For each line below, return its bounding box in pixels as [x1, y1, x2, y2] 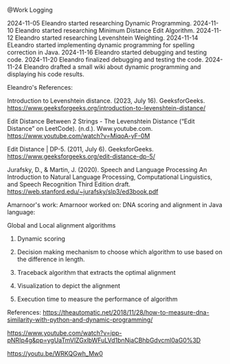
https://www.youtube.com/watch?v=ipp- [7, 329, 122, 337]
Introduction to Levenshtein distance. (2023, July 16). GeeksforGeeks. [7, 97, 205, 105]
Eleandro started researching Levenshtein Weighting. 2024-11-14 [14, 34, 198, 42]
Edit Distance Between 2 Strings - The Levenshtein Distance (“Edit [7, 117, 196, 125]
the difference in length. [16, 255, 85, 263]
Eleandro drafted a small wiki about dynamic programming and [23, 63, 201, 71]
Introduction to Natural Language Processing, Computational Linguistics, [7, 173, 213, 181]
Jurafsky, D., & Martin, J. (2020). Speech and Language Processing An [7, 166, 207, 173]
